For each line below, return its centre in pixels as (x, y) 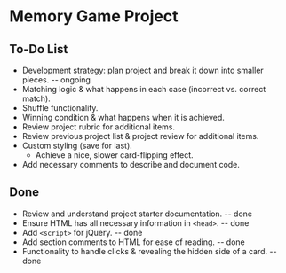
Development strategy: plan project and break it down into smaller (143, 70)
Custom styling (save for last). (77, 145)
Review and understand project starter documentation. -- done (137, 214)
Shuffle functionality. (60, 108)
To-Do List (39, 49)
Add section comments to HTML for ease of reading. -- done (134, 242)
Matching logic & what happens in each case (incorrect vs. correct (144, 89)
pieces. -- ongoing (56, 80)
